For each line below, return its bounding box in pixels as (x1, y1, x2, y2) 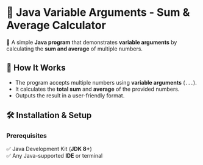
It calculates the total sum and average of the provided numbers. (15, 85, 180, 93)
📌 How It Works (6, 63, 66, 73)
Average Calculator (6, 18, 107, 32)
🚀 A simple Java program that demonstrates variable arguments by (6, 38, 177, 46)
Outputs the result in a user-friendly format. (15, 91, 125, 99)
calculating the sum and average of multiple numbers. (6, 45, 143, 52)
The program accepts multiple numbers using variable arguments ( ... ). (15, 79, 197, 86)
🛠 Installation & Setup (6, 110, 92, 121)
